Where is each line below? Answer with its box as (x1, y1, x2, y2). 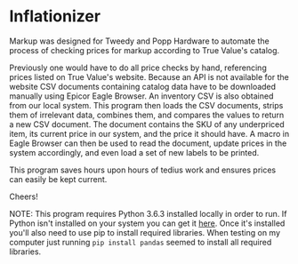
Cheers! (9, 191, 38, 202)
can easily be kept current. (9, 173, 108, 184)
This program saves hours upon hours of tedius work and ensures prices (9, 164, 277, 175)
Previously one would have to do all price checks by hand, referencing (9, 62, 267, 73)
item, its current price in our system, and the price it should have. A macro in (9, 128, 290, 139)
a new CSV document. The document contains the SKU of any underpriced (9, 118, 285, 130)
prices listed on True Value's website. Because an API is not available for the (9, 71, 289, 82)
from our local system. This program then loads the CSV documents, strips (9, 100, 284, 110)
